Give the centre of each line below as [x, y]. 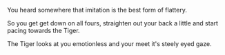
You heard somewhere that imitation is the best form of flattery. [97, 10]
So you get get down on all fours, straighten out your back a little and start [113, 23]
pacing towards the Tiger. [44, 31]
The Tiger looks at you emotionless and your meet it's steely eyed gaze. [109, 44]
